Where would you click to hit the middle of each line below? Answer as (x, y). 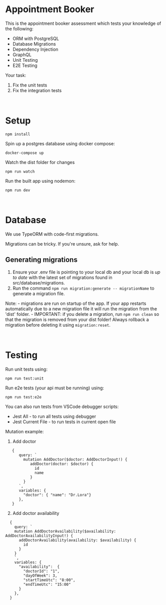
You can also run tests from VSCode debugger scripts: (62, 407)
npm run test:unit (24, 378)
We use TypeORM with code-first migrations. (52, 234)
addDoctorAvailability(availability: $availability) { (77, 540)
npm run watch (20, 171)
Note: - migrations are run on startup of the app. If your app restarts (76, 303)
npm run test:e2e (23, 397)
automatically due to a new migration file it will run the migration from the (81, 309)
